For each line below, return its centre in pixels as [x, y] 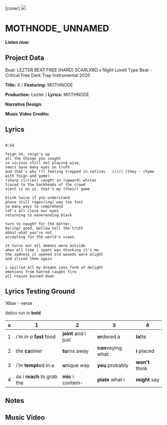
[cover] [13, 8]
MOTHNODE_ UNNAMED [57, 29]
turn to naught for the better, [39, 224]
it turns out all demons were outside [45, 246]
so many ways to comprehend [34, 206]
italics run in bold [23, 313]
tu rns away [76, 351]
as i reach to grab [37, 377]
